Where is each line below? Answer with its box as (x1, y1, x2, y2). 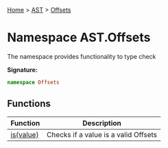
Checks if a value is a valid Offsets (47, 129, 158, 139)
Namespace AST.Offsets (7, 30, 151, 45)
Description (82, 118, 122, 127)
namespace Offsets (7, 79, 60, 86)
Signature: (7, 65, 38, 74)
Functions (7, 98, 51, 110)
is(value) (10, 129, 39, 139)
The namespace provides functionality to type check (7, 52, 156, 60)
